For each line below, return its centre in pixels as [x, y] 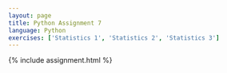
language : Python [37, 30]
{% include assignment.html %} [61, 60]
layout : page [30, 15]
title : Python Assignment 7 [55, 23]
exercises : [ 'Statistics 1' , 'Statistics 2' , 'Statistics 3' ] [114, 38]
